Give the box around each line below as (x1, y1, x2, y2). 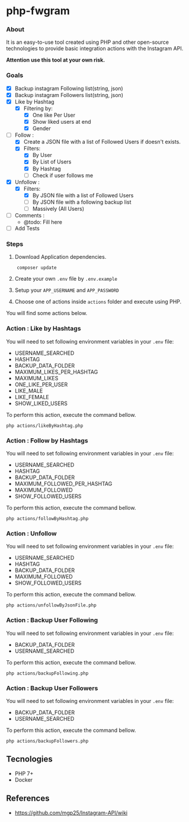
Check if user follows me (32, 172, 94, 179)
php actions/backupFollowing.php (6, 670, 89, 676)
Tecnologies (6, 754, 53, 765)
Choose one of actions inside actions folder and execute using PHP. (14, 298, 182, 306)
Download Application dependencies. (14, 253, 107, 261)
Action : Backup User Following (6, 616, 98, 624)
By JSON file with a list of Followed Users (32, 191, 134, 199)
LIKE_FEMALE (14, 393, 49, 400)
